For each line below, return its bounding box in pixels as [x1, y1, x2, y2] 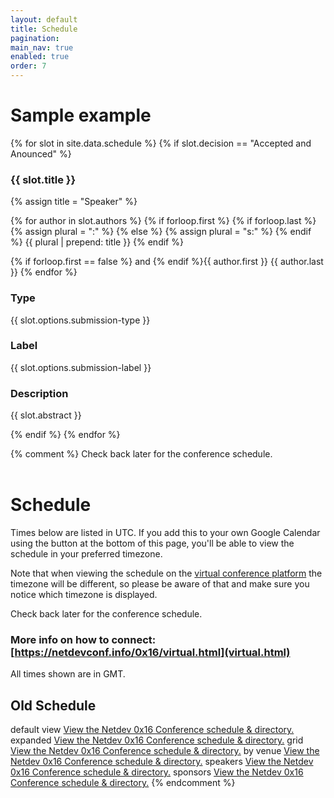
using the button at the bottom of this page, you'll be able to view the [10, 537, 295, 550]
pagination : [10, 33, 60, 43]
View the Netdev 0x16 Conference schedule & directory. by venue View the [10, 745, 320, 757]
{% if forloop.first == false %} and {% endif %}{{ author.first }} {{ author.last [10, 256, 324, 268]
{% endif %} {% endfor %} [10, 429, 121, 441]
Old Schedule [10, 697, 97, 714]
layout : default [10, 14, 78, 25]
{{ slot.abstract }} [10, 409, 82, 421]
